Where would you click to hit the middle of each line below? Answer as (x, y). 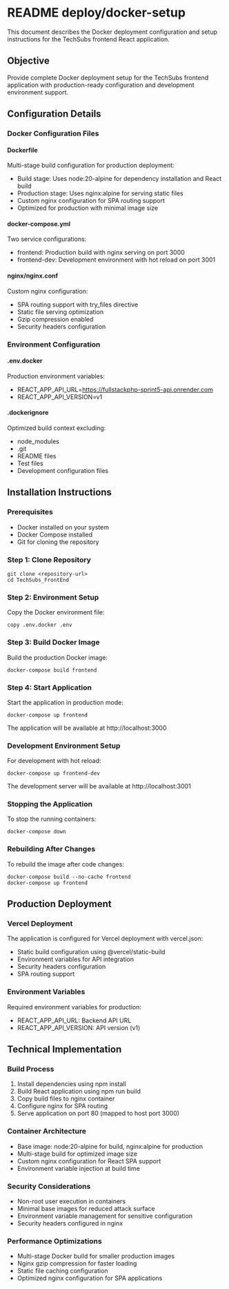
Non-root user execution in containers (71, 1201)
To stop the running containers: (52, 819)
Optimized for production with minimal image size (88, 208)
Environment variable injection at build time (78, 1168)
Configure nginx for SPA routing (62, 1106)
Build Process (31, 1069)
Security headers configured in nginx (70, 1223)
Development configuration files (63, 471)
